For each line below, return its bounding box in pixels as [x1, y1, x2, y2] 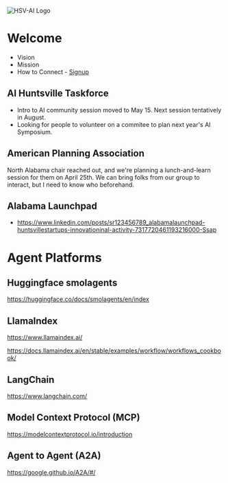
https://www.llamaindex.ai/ [7, 333, 83, 342]
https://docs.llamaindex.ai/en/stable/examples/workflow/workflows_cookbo [7, 346, 221, 355]
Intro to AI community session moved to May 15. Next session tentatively [16, 106, 222, 114]
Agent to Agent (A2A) [7, 450, 101, 462]
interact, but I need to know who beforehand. [7, 180, 135, 189]
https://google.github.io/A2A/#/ [7, 468, 96, 476]
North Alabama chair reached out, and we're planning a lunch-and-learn [7, 165, 211, 174]
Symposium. [16, 128, 53, 136]
